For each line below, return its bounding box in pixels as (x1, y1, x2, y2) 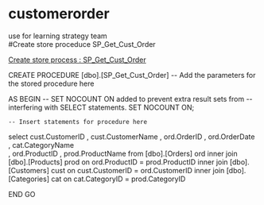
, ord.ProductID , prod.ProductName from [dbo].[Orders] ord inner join (8, 149, 239, 158)
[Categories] (8, 174, 50, 184)
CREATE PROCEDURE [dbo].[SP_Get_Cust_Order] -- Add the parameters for (8, 70, 256, 79)
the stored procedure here (8, 79, 95, 88)
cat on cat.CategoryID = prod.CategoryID (51, 174, 186, 184)
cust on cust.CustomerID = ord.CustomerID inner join (50, 165, 225, 175)
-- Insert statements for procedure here (8, 118, 148, 126)
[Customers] (8, 165, 50, 175)
